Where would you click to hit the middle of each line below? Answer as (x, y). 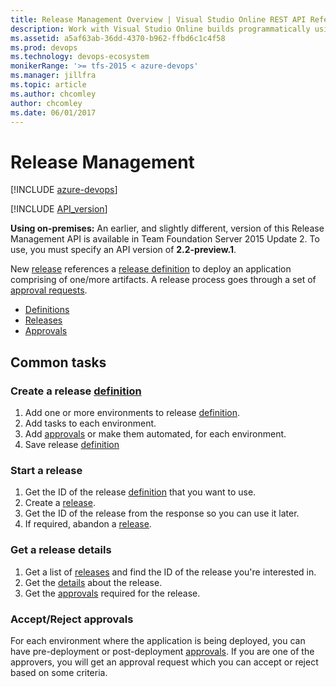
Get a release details (61, 550)
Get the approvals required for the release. (112, 593)
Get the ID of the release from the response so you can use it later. (162, 513)
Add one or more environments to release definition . (132, 412)
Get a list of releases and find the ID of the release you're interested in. (170, 572)
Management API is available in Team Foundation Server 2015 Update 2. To (165, 239)
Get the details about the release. (93, 582)
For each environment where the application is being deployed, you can (158, 640)
